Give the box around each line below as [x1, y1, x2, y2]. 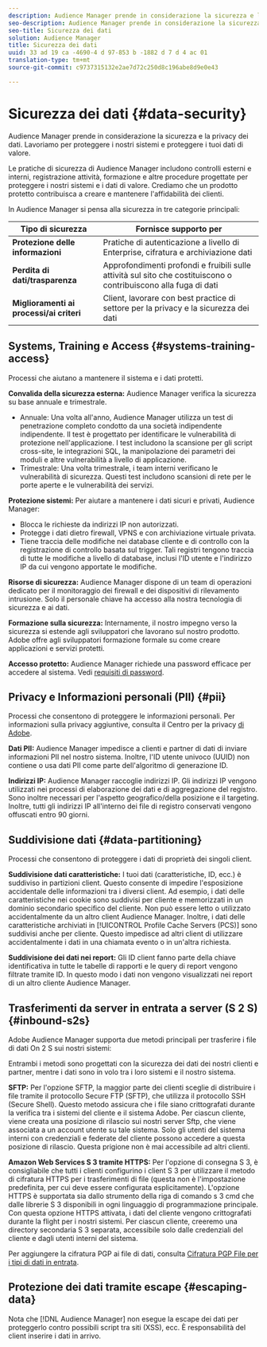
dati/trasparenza [12, 274, 77, 285]
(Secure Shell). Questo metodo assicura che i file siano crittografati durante [8, 1099, 256, 1109]
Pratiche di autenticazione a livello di [103, 237, 240, 248]
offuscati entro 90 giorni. [8, 810, 90, 820]
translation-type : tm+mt [8, 57, 91, 65]
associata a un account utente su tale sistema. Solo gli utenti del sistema [8, 1125, 246, 1134]
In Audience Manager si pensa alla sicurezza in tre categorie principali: [8, 204, 240, 213]
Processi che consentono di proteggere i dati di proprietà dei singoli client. [8, 854, 253, 864]
